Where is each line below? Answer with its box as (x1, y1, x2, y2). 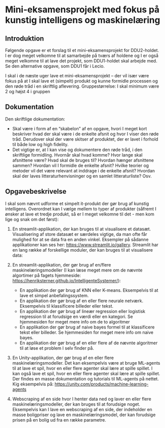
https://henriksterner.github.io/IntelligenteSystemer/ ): (12, 277, 121, 283)
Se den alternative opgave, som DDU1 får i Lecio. (5, 63, 105, 69)
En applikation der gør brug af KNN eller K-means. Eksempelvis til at (19, 287, 159, 293)
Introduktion (5, 34, 44, 43)
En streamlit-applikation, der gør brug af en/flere (12, 262, 111, 267)
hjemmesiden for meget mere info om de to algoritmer (19, 319, 130, 324)
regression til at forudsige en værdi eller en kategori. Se (19, 314, 133, 320)
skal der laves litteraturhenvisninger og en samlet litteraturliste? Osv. (12, 173, 152, 179)
